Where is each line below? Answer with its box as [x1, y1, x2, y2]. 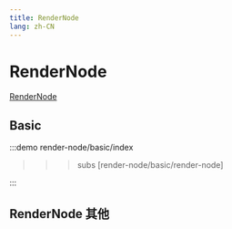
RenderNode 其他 [9, 206, 110, 222]
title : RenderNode [9, 13, 79, 23]
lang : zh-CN [9, 22, 55, 31]
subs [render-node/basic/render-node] [76, 160, 224, 171]
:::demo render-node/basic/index [9, 142, 134, 153]
